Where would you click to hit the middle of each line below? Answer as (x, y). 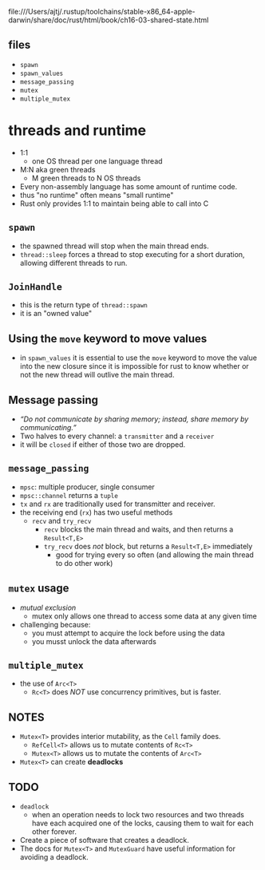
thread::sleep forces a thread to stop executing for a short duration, (132, 254)
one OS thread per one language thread (97, 161)
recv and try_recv (61, 520)
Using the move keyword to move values (108, 338)
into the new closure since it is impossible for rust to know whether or (134, 366)
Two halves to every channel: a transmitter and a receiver (117, 436)
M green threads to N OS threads (86, 178)
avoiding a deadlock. (54, 857)
